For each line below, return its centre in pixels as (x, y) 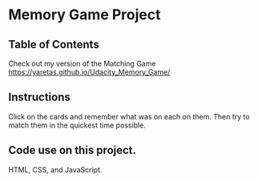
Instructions (39, 97)
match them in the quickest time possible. (77, 125)
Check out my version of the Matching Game (82, 63)
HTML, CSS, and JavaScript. (55, 169)
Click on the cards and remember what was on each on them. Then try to (129, 116)
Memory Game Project (85, 15)
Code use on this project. (73, 150)
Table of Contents (54, 44)
